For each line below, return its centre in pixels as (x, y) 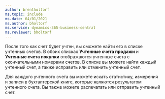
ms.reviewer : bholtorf (28, 32)
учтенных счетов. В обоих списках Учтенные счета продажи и (72, 51)
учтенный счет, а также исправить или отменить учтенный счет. (73, 67)
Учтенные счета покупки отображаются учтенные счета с (67, 57)
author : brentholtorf (27, 10)
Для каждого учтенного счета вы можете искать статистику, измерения (82, 77)
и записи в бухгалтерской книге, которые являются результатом (73, 82)
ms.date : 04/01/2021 (26, 19)
